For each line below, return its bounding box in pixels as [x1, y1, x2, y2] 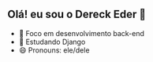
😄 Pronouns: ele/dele [18, 45, 90, 55]
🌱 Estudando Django [18, 37, 86, 46]
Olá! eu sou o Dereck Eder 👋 [7, 8, 147, 21]
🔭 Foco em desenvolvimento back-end [18, 28, 145, 38]
